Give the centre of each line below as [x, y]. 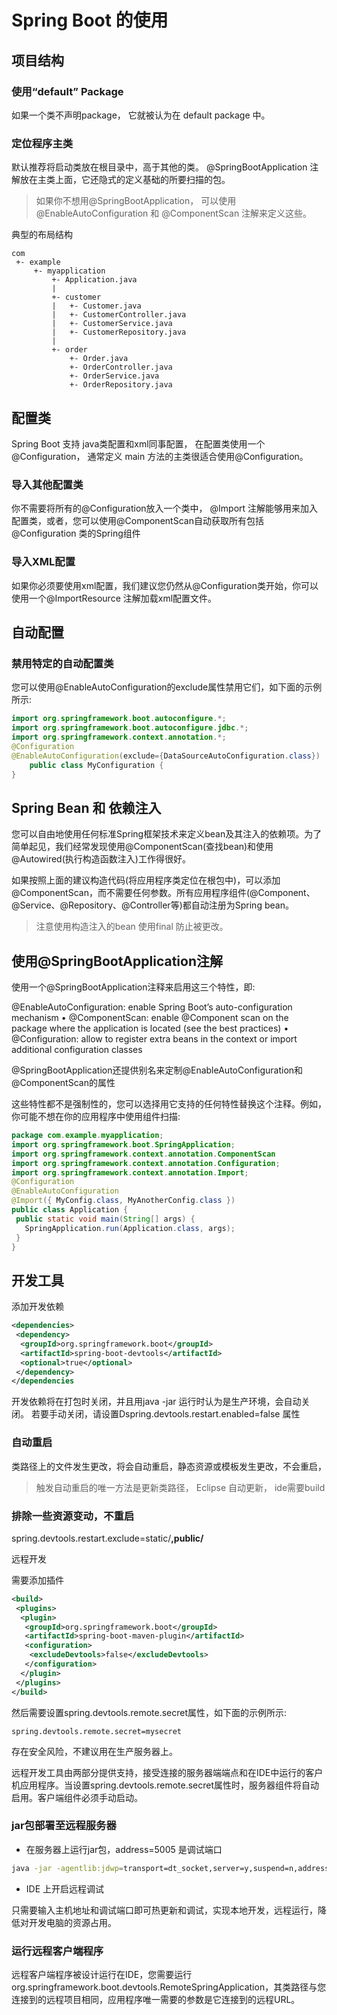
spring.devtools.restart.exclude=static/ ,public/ [107, 1538]
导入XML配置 [43, 562]
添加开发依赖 [37, 1307]
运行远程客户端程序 [57, 1951]
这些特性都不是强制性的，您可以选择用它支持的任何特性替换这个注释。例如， [169, 1104]
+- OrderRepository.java [121, 385]
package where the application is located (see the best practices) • [150, 1028]
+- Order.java [99, 359]
